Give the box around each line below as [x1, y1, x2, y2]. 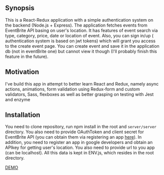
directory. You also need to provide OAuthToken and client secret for [5, 129, 144, 135]
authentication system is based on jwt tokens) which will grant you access [5, 38, 156, 44]
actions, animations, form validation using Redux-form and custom [5, 86, 140, 92]
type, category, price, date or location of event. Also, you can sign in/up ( [5, 32, 154, 38]
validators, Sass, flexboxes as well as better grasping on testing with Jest [5, 91, 154, 97]
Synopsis [5, 4, 34, 12]
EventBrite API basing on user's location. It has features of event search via [5, 27, 158, 33]
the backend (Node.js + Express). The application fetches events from [5, 22, 148, 28]
